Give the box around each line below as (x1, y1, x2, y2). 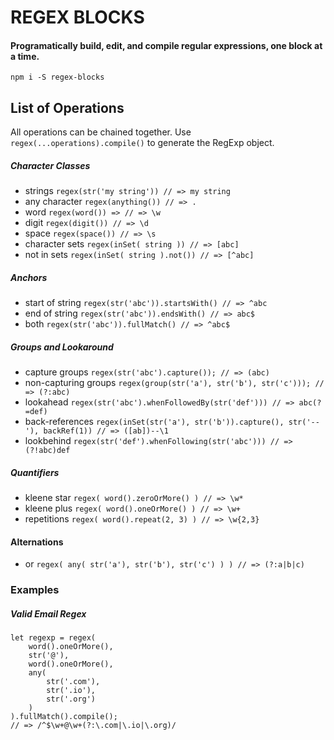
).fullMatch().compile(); (10, 712, 118, 722)
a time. (10, 50, 40, 62)
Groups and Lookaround (10, 341, 114, 353)
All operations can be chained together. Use (10, 126, 192, 138)
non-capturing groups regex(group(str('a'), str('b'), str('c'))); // (24, 377, 325, 389)
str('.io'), (46, 686, 97, 696)
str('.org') (46, 694, 97, 705)
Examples (10, 583, 60, 597)
